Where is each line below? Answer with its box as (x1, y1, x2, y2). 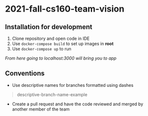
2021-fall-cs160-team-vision (5, 3, 125, 15)
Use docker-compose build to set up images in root (12, 41, 114, 47)
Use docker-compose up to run (12, 46, 71, 51)
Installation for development (5, 23, 93, 31)
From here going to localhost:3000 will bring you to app (5, 55, 116, 61)
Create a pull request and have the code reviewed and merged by (12, 101, 144, 107)
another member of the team (12, 106, 70, 112)
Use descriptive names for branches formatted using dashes (12, 82, 133, 88)
